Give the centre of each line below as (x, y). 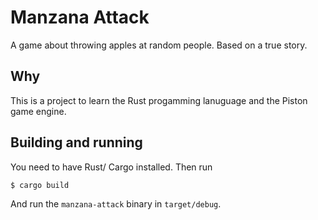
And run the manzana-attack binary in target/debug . (116, 204)
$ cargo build (40, 185)
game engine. (38, 111)
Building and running (76, 142)
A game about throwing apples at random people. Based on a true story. (159, 45)
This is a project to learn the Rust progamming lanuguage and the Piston (159, 100)
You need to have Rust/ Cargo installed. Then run (111, 167)
